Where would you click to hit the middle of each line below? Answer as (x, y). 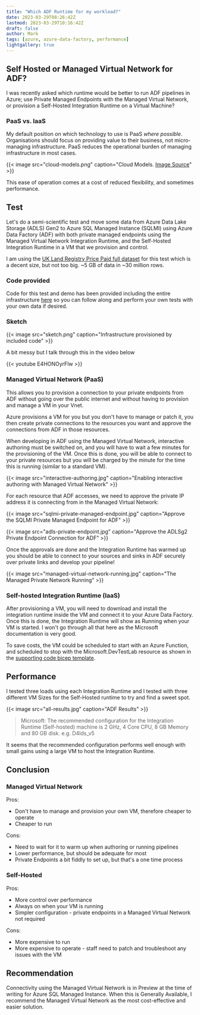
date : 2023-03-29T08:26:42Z (41, 17)
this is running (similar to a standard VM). (57, 466)
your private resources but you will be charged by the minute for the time (96, 460)
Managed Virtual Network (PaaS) (55, 379)
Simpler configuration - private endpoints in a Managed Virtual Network (103, 912)
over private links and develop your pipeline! (60, 562)
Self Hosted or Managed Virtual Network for (90, 69)
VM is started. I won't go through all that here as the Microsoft (82, 627)
